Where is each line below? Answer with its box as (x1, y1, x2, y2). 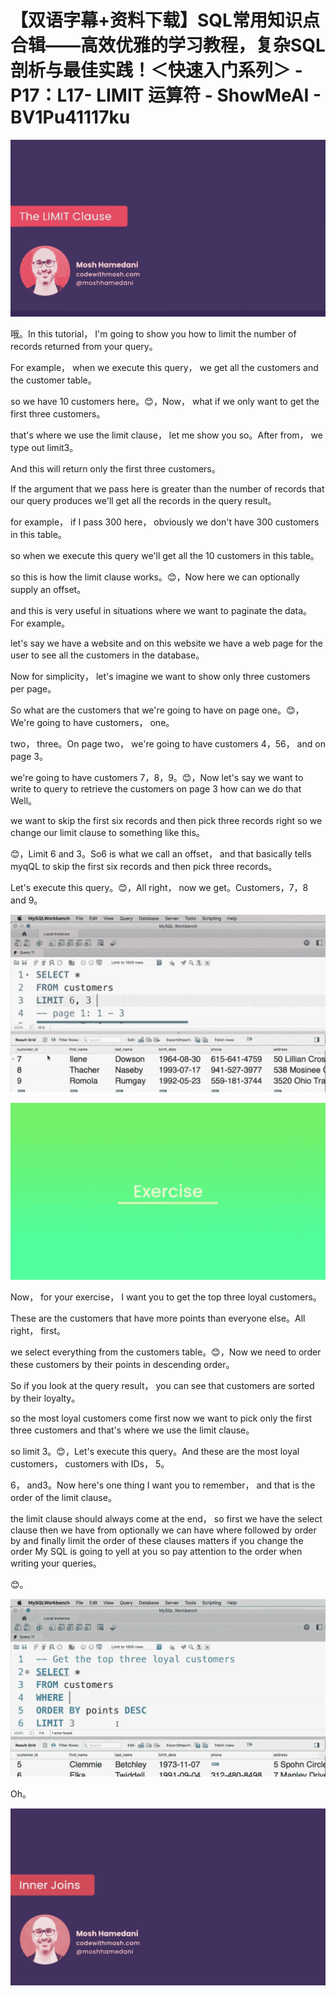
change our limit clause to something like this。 (10, 827, 205, 839)
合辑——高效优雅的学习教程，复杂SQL (10, 34, 326, 57)
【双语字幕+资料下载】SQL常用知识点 (10, 9, 320, 32)
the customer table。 (10, 374, 97, 386)
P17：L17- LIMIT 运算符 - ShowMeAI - (10, 84, 322, 107)
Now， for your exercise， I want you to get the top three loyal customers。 (10, 1291, 322, 1303)
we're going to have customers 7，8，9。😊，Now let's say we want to (10, 772, 304, 784)
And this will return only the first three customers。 (10, 463, 221, 475)
